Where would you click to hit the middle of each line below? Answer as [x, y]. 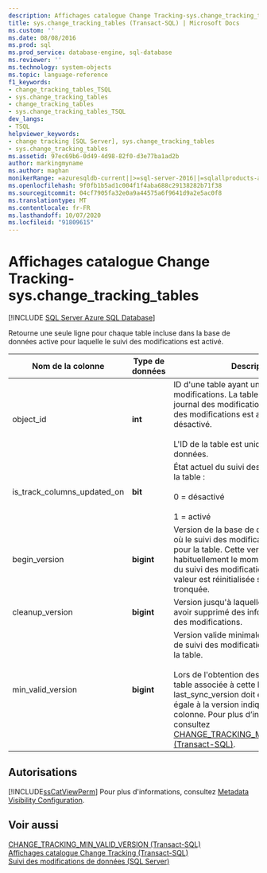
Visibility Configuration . [46, 800]
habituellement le [206, 560]
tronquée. [192, 589]
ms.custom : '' [32, 30]
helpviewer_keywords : [44, 134]
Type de [149, 361]
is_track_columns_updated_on [68, 492]
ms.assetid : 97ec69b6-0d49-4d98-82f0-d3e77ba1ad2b [94, 156]
